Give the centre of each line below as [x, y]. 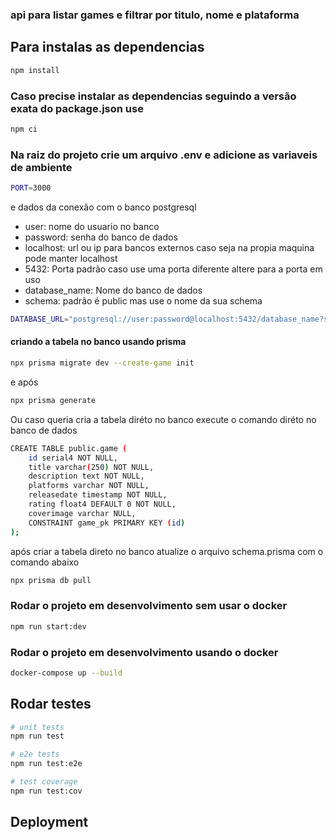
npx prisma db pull [51, 580]
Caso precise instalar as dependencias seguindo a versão [153, 96]
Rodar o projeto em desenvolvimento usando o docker [144, 652]
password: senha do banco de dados [101, 237]
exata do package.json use [77, 108]
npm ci [24, 129]
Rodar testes [51, 704]
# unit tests [37, 727]
